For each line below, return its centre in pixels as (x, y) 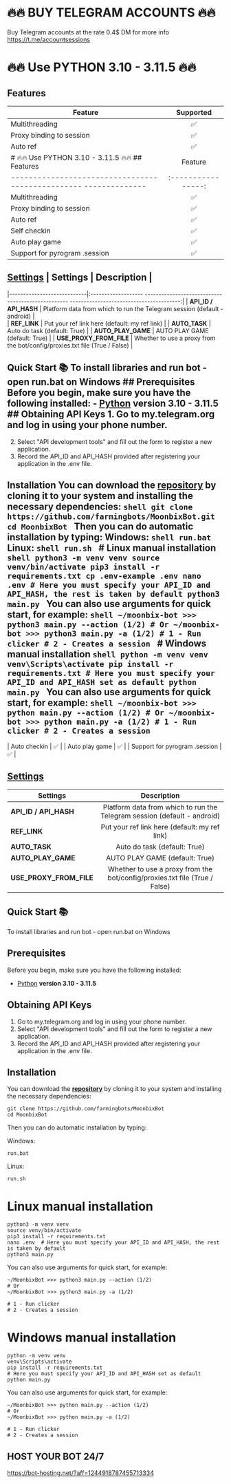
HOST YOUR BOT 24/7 (56, 1456)
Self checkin (31, 231)
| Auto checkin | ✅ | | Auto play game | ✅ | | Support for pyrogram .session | (114, 746)
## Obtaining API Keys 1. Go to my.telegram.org (111, 414)
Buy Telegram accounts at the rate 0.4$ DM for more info (88, 32)
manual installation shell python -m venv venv (108, 654)
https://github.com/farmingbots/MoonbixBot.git (111, 516)
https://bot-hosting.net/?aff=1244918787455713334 (81, 1473)
